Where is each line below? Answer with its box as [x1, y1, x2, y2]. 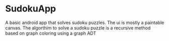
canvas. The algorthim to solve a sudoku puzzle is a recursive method [5, 24, 151, 30]
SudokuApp [5, 3, 57, 14]
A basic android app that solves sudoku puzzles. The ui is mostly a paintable [5, 19, 164, 25]
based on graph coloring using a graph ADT [5, 30, 97, 36]
